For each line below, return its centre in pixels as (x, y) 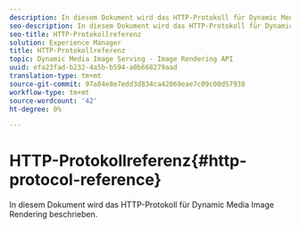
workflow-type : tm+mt (50, 92)
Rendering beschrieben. (54, 215)
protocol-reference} (86, 180)
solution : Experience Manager (66, 42)
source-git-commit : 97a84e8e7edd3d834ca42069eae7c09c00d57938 (127, 84)
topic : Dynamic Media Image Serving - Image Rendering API (121, 59)
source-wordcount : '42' (54, 101)
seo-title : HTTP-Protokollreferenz (75, 34)
